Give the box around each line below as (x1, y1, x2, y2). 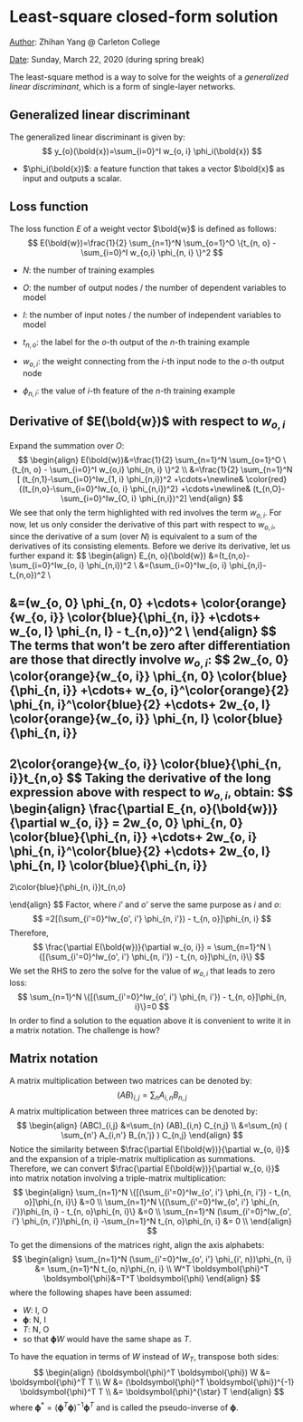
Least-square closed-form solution (9, 6, 279, 27)
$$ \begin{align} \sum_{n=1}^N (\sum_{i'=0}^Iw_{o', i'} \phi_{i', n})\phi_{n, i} (12, 1253, 292, 1264)
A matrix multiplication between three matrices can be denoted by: (9, 1106, 258, 1117)
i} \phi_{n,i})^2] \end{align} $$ (130, 492, 244, 504)
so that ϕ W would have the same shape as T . (22, 1333, 192, 1344)
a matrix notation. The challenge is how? (9, 1024, 160, 1035)
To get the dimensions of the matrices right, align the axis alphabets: (9, 1239, 265, 1250)
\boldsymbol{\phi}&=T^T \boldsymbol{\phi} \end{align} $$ (43, 1272, 260, 1283)
